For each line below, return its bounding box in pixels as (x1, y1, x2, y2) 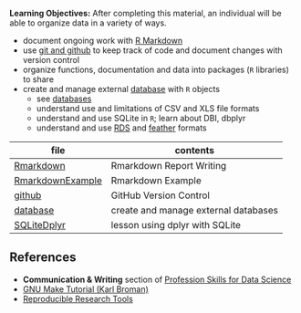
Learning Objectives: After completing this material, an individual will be (9, 8, 282, 18)
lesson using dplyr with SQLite (110, 219, 242, 231)
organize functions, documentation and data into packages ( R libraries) (22, 64, 290, 75)
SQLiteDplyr (14, 219, 67, 231)
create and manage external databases (110, 204, 279, 216)
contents (174, 144, 215, 156)
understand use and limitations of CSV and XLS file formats (36, 103, 260, 113)
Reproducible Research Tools (22, 293, 134, 304)
